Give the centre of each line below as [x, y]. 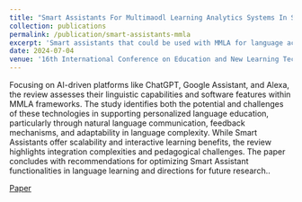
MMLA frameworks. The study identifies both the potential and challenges [147, 104]
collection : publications [58, 26]
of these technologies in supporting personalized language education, [139, 114]
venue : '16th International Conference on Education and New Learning [144, 59]
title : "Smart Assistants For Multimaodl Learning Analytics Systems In [148, 18]
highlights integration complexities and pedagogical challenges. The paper [147, 152]
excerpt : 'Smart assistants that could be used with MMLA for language [146, 43]
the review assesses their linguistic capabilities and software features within [150, 94]
